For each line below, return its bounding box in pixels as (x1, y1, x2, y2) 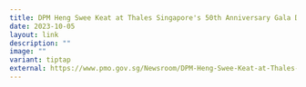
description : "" (9, 38, 71, 48)
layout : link (9, 30, 59, 39)
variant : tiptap (9, 55, 71, 64)
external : (9, 64, 47, 73)
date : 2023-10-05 (9, 22, 76, 31)
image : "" (9, 47, 47, 56)
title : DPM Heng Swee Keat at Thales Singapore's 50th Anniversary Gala (9, 13, 291, 23)
